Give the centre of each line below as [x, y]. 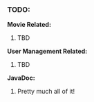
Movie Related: [29, 25]
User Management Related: [47, 51]
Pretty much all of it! [46, 92]
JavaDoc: [21, 78]
